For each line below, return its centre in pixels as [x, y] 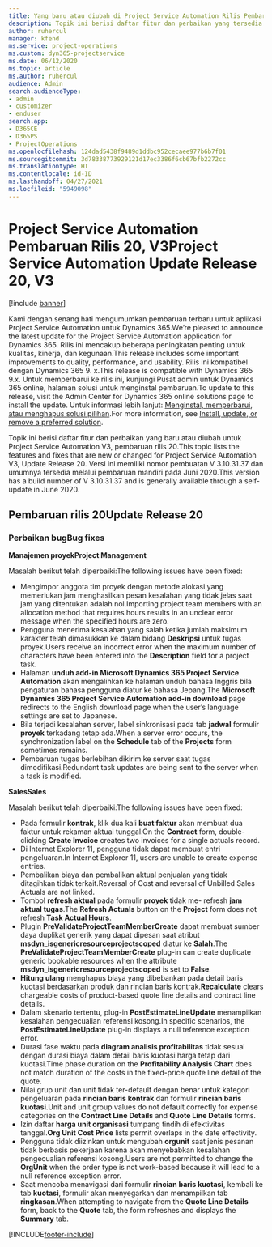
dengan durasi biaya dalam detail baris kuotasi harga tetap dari [125, 1055]
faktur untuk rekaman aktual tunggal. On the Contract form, [118, 832]
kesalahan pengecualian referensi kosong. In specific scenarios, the [132, 1021]
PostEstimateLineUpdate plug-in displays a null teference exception [134, 1030]
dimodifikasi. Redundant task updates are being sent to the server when [139, 768]
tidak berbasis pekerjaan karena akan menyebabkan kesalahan [125, 1150]
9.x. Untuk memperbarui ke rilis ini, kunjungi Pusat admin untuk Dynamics [131, 379]
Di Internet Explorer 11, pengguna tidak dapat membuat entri [120, 849]
